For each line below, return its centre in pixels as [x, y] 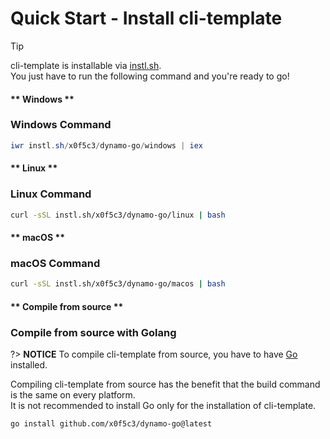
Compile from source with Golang [93, 332]
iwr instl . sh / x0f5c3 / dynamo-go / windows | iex [106, 145]
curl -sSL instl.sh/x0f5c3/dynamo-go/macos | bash [118, 284]
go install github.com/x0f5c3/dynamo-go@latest [111, 424]
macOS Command [55, 263]
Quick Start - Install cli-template [146, 18]
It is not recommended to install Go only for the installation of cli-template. [163, 406]
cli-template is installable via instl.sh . [86, 65]
